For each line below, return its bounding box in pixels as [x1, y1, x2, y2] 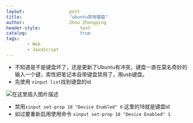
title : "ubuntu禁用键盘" [6, 14, 108, 20]
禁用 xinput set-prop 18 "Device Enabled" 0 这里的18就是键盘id [14, 103, 170, 110]
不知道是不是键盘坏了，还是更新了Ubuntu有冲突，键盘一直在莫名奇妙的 [14, 63, 188, 70]
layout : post [6, 8, 81, 15]
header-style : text [6, 25, 91, 31]
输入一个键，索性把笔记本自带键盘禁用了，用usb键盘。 [14, 71, 148, 78]
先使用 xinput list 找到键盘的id [14, 78, 91, 85]
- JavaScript [27, 47, 59, 53]
